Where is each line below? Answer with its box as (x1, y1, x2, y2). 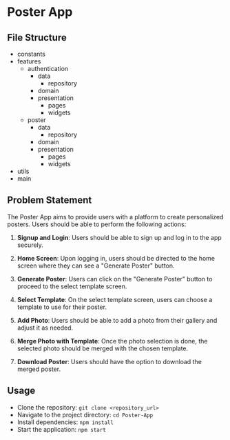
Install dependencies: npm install (17, 418, 114, 426)
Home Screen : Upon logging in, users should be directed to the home (17, 254, 216, 262)
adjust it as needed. (17, 323, 74, 332)
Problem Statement (7, 194, 92, 206)
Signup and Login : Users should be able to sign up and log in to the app (17, 233, 222, 241)
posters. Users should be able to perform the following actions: (7, 220, 187, 228)
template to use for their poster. (17, 303, 107, 311)
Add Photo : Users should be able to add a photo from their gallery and (17, 316, 218, 324)
